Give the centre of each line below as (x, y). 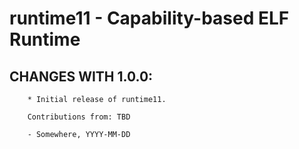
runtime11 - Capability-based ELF (149, 18)
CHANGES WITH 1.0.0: (81, 76)
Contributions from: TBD (79, 117)
